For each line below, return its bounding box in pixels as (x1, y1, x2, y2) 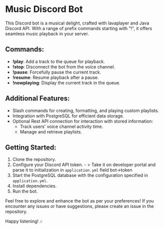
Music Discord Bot (5, 3, 83, 15)
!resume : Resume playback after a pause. (12, 74, 99, 80)
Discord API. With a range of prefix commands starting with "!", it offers (5, 25, 152, 31)
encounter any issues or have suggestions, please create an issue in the (5, 203, 154, 209)
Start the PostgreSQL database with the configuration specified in (12, 172, 148, 178)
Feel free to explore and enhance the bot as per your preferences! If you (5, 198, 154, 204)
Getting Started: (5, 143, 56, 151)
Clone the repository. (12, 156, 56, 162)
